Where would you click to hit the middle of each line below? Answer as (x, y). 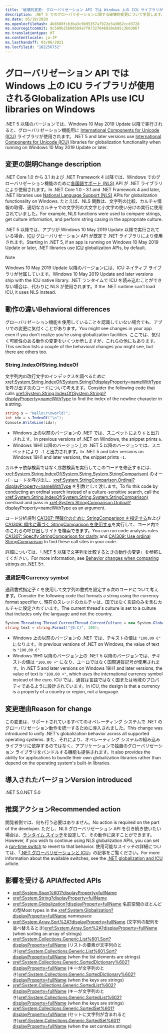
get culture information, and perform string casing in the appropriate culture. (84, 219)
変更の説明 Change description (53, 164)
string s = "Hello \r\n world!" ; (38, 413)
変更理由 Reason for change (48, 709)
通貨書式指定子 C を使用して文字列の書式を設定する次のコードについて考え (82, 590)
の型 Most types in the (35, 910)
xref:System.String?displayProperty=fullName (60, 898)
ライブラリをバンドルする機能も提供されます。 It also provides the (83, 752)
